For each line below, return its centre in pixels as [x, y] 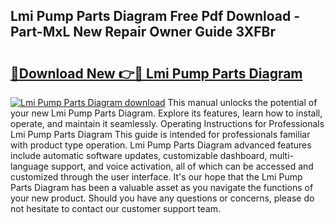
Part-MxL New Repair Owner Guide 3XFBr [143, 32]
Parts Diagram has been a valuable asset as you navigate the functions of [162, 187]
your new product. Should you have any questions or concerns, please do [162, 198]
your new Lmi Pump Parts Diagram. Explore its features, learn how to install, [166, 113]
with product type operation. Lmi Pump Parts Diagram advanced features [161, 145]
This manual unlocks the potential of [242, 102]
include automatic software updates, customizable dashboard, [139, 155]
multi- [281, 155]
